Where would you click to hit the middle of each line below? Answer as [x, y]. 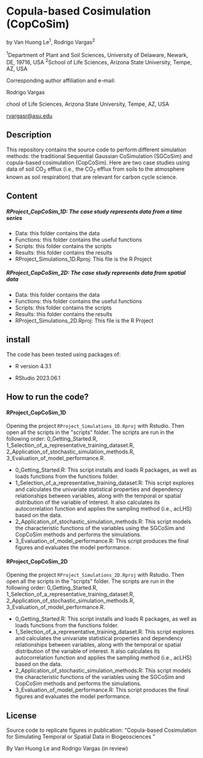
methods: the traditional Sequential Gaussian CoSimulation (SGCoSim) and [99, 156]
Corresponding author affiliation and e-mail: [61, 80]
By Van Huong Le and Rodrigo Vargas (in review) [67, 748]
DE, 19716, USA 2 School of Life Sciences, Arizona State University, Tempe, [99, 62]
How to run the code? [48, 397]
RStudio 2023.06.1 [38, 377]
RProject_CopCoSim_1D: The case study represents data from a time [94, 212]
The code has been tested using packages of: [64, 354]
